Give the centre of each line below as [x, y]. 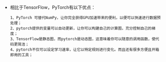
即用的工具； [21, 55]
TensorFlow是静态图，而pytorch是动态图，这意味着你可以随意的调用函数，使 [86, 39]
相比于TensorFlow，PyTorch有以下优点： [53, 7]
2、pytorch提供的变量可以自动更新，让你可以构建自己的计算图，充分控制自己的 [81, 28]
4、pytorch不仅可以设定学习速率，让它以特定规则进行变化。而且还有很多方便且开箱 [85, 49]
